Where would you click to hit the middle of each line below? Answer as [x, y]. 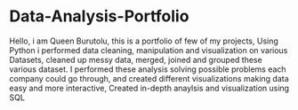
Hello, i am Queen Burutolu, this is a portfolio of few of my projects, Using [144, 41]
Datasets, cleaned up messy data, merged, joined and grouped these [136, 59]
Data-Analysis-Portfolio [99, 16]
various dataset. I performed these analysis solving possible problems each [148, 69]
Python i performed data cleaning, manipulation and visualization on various [149, 50]
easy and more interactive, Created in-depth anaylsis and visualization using [149, 88]
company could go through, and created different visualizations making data [149, 78]
